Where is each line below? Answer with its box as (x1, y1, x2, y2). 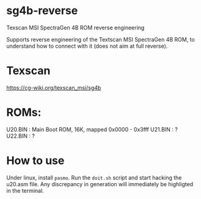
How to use (6, 154, 65, 167)
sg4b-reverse (6, 4, 78, 18)
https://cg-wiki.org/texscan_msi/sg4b (6, 84, 101, 91)
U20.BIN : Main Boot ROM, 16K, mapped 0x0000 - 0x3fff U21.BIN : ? (6, 126, 178, 133)
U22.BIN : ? (6, 132, 35, 140)
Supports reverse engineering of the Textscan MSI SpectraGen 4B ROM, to (6, 36, 196, 43)
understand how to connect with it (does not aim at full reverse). (6, 42, 168, 50)
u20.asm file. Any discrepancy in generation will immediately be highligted (6, 180, 194, 187)
